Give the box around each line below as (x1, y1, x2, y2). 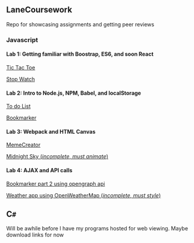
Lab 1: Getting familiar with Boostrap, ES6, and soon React (6, 50, 154, 58)
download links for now (6, 231, 64, 239)
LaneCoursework (6, 5, 73, 15)
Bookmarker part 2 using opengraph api (6, 180, 105, 187)
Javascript (6, 35, 38, 44)
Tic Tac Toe (6, 64, 35, 71)
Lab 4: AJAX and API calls (6, 166, 73, 173)
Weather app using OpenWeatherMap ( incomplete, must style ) (6, 191, 161, 199)
